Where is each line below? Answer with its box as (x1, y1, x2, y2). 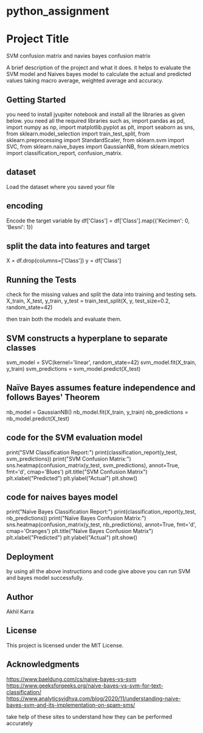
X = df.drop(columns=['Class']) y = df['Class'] (6, 257, 122, 264)
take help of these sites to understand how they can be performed (6, 713, 173, 720)
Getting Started (6, 94, 66, 105)
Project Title (6, 32, 69, 46)
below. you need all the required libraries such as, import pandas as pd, (6, 117, 185, 124)
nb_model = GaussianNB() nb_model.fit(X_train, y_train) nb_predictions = (6, 408, 188, 416)
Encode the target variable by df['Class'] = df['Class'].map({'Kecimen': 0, (6, 217, 190, 224)
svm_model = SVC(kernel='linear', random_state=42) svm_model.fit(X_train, (6, 359, 196, 366)
